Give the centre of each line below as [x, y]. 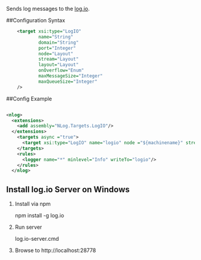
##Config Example [29, 98]
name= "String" [56, 37]
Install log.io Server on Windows [68, 189]
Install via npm [33, 204]
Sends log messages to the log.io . [48, 9]
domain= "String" [58, 42]
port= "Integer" [57, 48]
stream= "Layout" [58, 59]
